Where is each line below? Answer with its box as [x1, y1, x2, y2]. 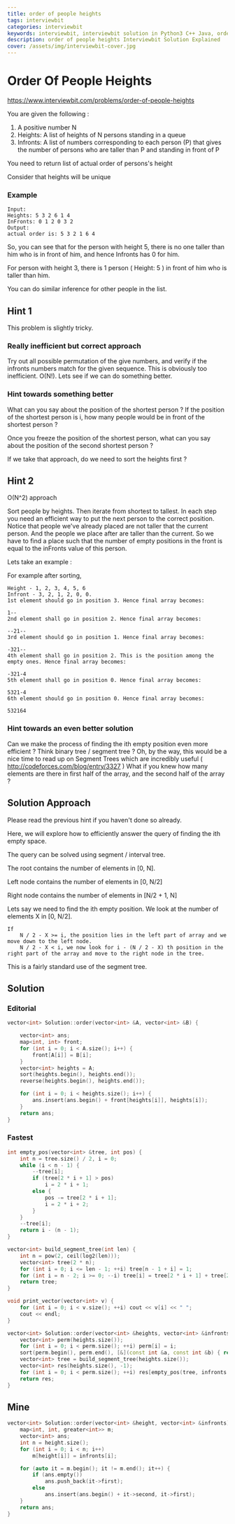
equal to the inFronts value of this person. [7, 544, 127, 553]
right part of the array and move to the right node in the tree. [7, 950, 205, 957]
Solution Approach [7, 797, 91, 809]
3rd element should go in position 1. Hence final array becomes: [7, 634, 205, 641]
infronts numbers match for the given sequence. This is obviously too [7, 365, 208, 373]
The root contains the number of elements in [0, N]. [7, 864, 156, 872]
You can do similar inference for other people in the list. [7, 285, 167, 293]
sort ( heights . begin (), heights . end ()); [20, 1071, 136, 1078]
